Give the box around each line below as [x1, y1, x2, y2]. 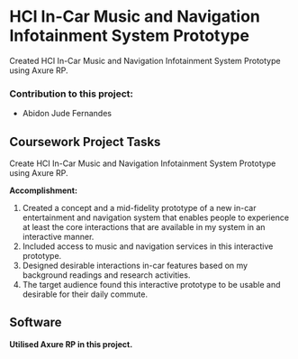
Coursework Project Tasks [9, 133, 161, 150]
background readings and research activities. [22, 270, 191, 281]
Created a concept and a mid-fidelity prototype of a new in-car [22, 203, 257, 214]
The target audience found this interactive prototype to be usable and [22, 280, 281, 290]
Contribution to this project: [9, 87, 133, 100]
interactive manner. [22, 232, 95, 243]
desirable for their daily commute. [22, 289, 149, 299]
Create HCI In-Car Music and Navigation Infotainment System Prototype [9, 158, 276, 169]
